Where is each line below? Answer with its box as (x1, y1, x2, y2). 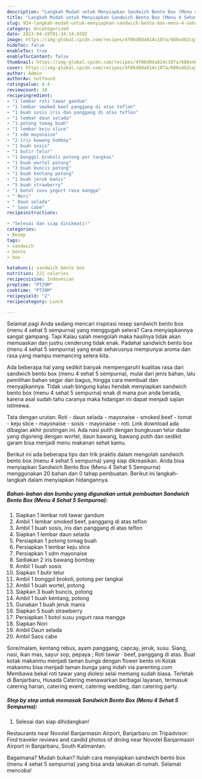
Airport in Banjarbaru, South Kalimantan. (7, 742, 107, 750)
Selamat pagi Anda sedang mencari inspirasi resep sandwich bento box (7, 320, 184, 327)
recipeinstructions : (7, 210, 59, 216)
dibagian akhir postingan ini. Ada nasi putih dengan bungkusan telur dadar (7, 426, 191, 434)
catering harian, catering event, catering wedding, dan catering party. (7, 683, 179, 690)
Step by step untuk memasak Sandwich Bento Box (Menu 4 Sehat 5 (7, 696, 179, 703)
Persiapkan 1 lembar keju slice (15, 544, 91, 551)
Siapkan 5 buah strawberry (15, 607, 83, 614)
